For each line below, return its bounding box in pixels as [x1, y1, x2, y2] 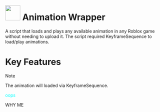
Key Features [5, 56, 61, 67]
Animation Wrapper [22, 11, 106, 23]
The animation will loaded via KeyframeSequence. [5, 82, 108, 88]
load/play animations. [5, 38, 49, 44]
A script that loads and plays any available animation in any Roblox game [5, 28, 155, 34]
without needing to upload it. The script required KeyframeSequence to [5, 33, 152, 39]
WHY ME [5, 101, 24, 107]
